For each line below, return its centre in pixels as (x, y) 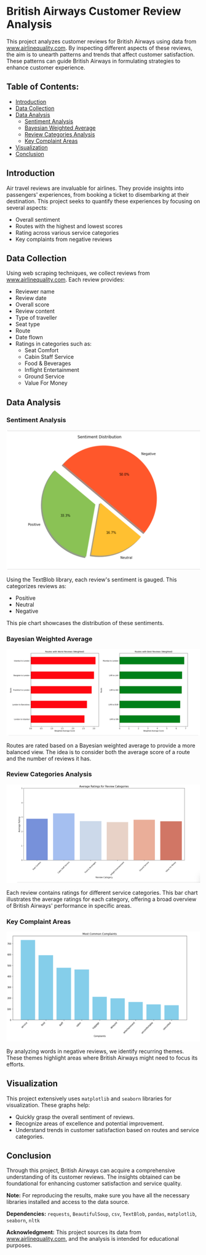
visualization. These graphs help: (48, 1105)
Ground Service (44, 377)
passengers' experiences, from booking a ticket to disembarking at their (98, 194)
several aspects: (27, 208)
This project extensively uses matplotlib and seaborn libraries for (89, 1098)
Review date (31, 298)
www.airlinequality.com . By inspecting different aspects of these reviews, (99, 48)
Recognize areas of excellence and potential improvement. (89, 1123)
